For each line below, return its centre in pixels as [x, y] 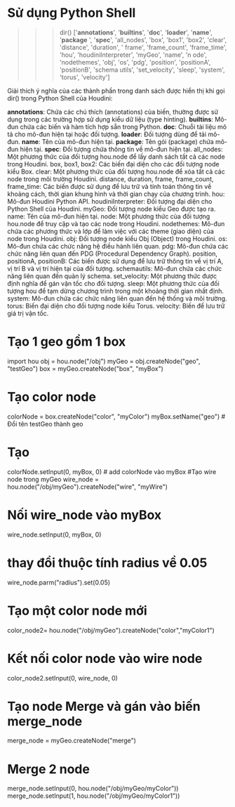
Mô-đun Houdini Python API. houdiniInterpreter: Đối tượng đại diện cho [110, 201]
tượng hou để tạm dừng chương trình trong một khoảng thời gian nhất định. [116, 291]
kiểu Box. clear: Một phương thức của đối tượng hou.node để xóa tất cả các [116, 171]
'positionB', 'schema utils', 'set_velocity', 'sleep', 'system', [142, 70]
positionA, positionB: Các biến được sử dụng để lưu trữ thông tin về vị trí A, [115, 261]
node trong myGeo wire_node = [53, 479]
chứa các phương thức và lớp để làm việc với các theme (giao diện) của [110, 231]
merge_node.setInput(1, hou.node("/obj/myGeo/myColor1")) [94, 796]
